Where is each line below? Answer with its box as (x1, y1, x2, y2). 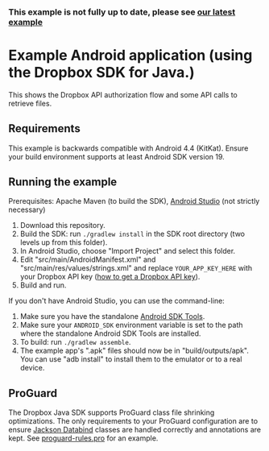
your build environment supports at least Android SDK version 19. (8, 151, 226, 161)
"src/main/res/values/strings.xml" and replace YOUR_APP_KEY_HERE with (19, 263, 253, 273)
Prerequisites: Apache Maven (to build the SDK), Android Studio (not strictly (8, 197, 260, 206)
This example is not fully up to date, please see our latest (8, 6, 236, 18)
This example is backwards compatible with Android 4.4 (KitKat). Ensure (8, 143, 249, 153)
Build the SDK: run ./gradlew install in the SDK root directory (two (19, 229, 246, 239)
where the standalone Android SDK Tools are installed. (19, 329, 201, 338)
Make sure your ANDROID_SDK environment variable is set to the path (19, 321, 243, 330)
